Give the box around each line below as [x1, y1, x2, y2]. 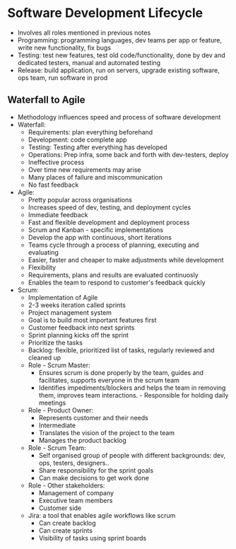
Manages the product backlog [38, 436, 127, 444]
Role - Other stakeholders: [28, 481, 105, 490]
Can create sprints [38, 526, 93, 535]
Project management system [28, 308, 112, 316]
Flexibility [28, 263, 57, 272]
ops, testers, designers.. [38, 458, 110, 467]
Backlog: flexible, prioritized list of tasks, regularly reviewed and [28, 345, 215, 354]
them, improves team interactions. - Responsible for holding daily [38, 391, 229, 399]
